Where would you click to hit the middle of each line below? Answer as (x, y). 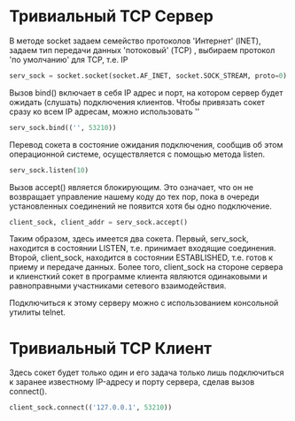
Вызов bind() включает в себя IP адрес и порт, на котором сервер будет (146, 92)
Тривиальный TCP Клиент (111, 348)
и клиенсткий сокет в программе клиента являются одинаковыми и (138, 277)
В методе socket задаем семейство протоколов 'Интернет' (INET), (135, 41)
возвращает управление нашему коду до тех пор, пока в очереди (134, 196)
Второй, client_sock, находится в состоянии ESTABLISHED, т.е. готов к (141, 257)
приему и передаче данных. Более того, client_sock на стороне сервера (146, 267)
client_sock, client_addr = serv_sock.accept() (99, 222)
